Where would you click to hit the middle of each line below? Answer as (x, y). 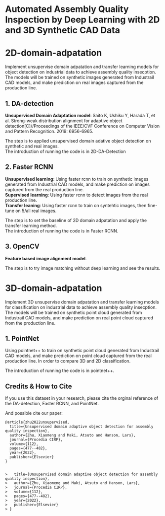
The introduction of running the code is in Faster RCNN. (62, 231)
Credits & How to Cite (39, 386)
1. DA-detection (29, 104)
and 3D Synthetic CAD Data (62, 30)
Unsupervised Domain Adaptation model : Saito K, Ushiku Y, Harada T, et (80, 115)
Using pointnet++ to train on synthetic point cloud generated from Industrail (82, 351)
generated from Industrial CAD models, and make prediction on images (77, 184)
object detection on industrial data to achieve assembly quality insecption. (81, 72)
